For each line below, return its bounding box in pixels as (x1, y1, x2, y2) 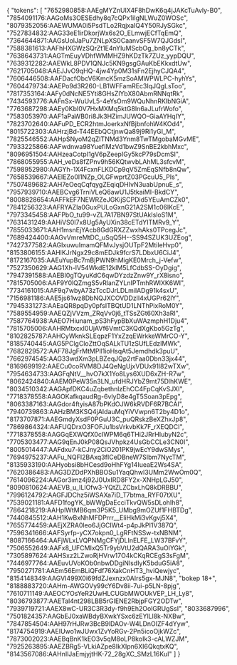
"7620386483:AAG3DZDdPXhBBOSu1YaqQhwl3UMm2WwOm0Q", (6, 468, 203, 476)
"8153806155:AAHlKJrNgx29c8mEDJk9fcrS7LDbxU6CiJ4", (6, 249, 181, 257)
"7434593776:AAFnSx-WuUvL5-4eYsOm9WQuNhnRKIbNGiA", (6, 97, 190, 105)
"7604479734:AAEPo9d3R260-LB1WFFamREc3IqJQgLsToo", (6, 82, 186, 90)
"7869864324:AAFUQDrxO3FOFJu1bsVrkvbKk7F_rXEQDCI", (6, 423, 184, 431)
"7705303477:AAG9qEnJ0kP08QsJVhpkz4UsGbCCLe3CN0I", (6, 438, 190, 446)
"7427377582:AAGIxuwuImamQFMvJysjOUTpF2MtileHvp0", (6, 241, 183, 249)
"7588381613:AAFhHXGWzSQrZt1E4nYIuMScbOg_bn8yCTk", (6, 44, 186, 52)
